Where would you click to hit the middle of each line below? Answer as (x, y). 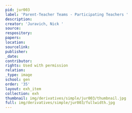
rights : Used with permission (37, 65)
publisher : (16, 51)
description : (19, 19)
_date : (12, 56)
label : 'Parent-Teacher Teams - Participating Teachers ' (67, 14)
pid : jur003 (17, 10)
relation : (15, 70)
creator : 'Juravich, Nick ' (34, 24)
